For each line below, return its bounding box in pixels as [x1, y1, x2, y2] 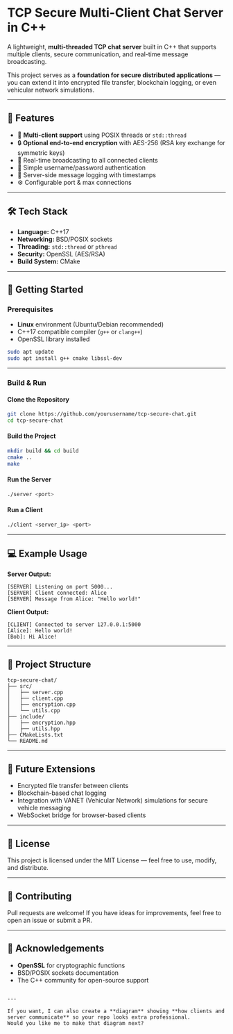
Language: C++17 [17, 227, 69, 236]
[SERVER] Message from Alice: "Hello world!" [7, 596, 141, 602]
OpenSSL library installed [17, 335, 90, 343]
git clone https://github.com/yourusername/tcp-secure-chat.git [7, 411, 197, 418]
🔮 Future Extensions [7, 763, 96, 775]
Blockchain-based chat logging [17, 789, 107, 797]
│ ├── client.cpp [7, 695, 64, 703]
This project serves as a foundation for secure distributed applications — [7, 71, 221, 79]
